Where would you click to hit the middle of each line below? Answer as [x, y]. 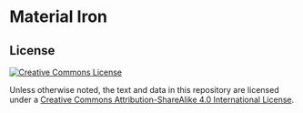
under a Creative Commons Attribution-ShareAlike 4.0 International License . [151, 99]
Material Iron [58, 17]
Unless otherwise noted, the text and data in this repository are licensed [144, 90]
